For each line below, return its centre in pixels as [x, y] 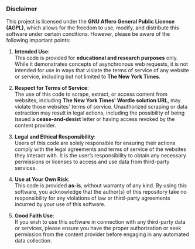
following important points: [38, 41]
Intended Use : [32, 52]
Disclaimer [22, 9]
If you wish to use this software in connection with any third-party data [100, 222]
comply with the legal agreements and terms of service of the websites [100, 149]
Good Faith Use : [34, 216]
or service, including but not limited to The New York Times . [88, 77]
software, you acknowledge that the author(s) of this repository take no [101, 192]
